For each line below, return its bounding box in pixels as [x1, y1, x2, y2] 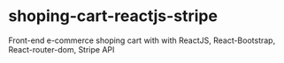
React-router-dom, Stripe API [8, 44, 115, 54]
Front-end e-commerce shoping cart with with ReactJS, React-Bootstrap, [8, 35, 276, 45]
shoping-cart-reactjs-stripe [8, 6, 219, 26]
